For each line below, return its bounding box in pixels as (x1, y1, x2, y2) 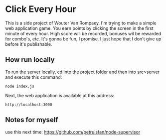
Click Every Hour (5, 3, 76, 15)
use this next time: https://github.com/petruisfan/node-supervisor (5, 129, 141, 135)
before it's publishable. (5, 41, 52, 47)
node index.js (5, 84, 35, 89)
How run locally (5, 56, 55, 64)
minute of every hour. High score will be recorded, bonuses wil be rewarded (5, 30, 162, 36)
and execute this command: (5, 74, 62, 80)
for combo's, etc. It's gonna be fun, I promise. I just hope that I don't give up (5, 36, 162, 42)
